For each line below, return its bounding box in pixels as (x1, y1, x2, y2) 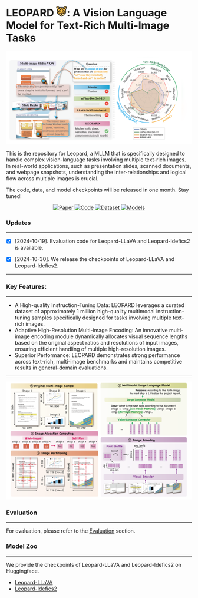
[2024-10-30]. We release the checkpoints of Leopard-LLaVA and (14, 256, 175, 263)
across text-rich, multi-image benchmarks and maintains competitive (14, 358, 183, 365)
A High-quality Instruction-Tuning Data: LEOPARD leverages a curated (14, 301, 184, 309)
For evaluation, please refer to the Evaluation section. (6, 527, 136, 534)
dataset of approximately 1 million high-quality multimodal (14, 308, 155, 315)
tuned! (6, 192, 22, 200)
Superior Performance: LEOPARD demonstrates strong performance (14, 351, 180, 359)
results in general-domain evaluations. (14, 364, 108, 371)
